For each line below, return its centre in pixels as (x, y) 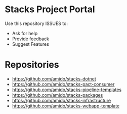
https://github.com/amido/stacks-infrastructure (61, 100)
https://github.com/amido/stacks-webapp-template (66, 106)
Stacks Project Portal (50, 9)
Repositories (32, 65)
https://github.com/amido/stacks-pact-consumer (63, 84)
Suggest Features (30, 44)
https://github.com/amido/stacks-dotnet (54, 79)
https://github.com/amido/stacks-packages (57, 95)
